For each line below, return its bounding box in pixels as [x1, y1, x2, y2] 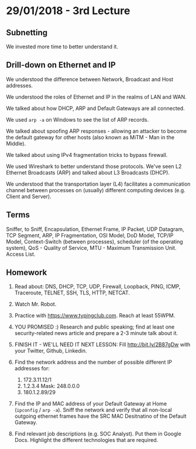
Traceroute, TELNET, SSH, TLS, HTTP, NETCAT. [14, 289, 130, 296]
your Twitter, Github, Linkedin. [14, 347, 87, 354]
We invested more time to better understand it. [6, 43, 119, 50]
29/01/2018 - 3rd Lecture [6, 4, 130, 18]
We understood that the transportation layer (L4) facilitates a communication [6, 180, 191, 187]
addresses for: [14, 365, 50, 372]
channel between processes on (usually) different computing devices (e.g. [6, 186, 185, 193]
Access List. [6, 250, 36, 257]
